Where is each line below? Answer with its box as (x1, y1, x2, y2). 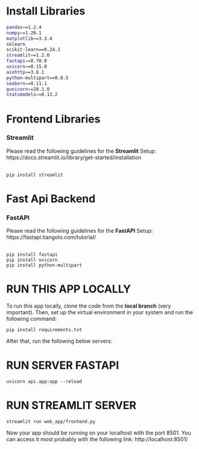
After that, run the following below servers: (6, 337, 113, 345)
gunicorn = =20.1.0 (6, 86, 50, 92)
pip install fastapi (6, 252, 58, 258)
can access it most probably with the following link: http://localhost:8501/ (6, 436, 188, 443)
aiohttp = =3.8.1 (6, 69, 45, 75)
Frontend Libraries (6, 112, 101, 126)
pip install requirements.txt (6, 327, 83, 333)
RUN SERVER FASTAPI (6, 358, 119, 372)
